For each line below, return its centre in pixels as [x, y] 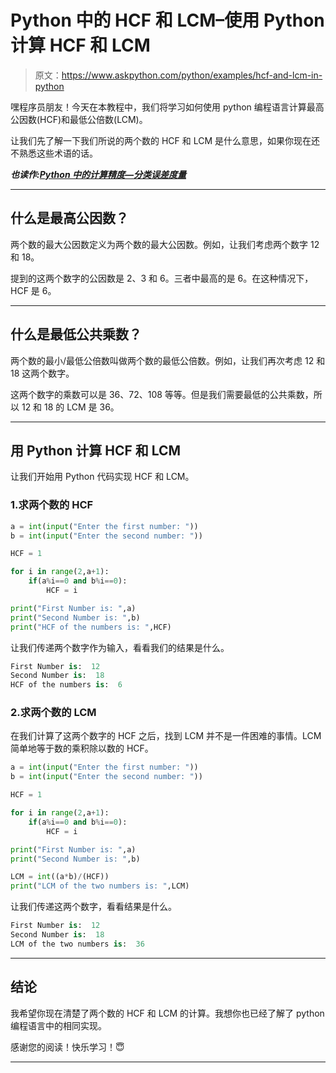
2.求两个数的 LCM [53, 713]
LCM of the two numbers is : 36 [77, 944]
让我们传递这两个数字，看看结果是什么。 [93, 907]
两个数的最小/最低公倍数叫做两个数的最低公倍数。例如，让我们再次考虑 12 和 [168, 360]
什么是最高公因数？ [69, 218]
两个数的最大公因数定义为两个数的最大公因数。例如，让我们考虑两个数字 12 [165, 244]
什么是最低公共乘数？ [76, 334]
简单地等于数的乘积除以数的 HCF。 [82, 748]
